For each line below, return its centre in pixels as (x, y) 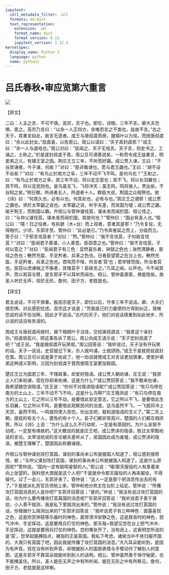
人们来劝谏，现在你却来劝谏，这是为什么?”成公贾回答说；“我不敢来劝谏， (85, 380)
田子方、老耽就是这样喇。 (32, 567)
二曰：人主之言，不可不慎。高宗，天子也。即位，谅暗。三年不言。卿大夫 (80, 123)
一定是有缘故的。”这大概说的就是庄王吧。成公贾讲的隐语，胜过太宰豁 (89, 431)
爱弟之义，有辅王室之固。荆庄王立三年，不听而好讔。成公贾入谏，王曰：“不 (83, 161)
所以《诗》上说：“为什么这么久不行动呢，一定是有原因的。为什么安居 (86, 425)
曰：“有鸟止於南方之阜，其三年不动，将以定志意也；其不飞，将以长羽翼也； (83, 180)
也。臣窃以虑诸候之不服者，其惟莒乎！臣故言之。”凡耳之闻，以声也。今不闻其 (84, 268)
